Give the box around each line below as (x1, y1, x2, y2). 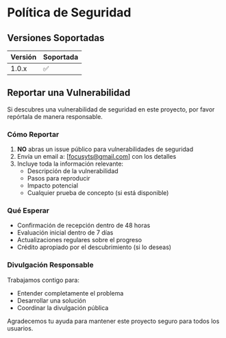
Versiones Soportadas (7, 32, 105, 44)
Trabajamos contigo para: (7, 276, 80, 284)
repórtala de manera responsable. (7, 112, 103, 120)
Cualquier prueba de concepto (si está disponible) (27, 189, 169, 197)
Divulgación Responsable (7, 260, 94, 270)
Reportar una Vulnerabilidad (7, 87, 131, 99)
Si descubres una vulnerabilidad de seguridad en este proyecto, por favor (7, 105, 215, 114)
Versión (10, 53, 37, 62)
